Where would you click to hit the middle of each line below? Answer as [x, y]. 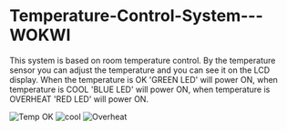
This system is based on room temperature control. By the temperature [143, 60]
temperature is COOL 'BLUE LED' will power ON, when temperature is [140, 89]
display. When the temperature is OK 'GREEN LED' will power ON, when [143, 79]
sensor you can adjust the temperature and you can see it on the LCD [140, 70]
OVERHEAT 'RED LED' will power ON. [79, 99]
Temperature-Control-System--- [137, 16]
